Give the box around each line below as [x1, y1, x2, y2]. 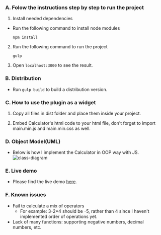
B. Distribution [5, 75, 41, 82]
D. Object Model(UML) [5, 138, 61, 145]
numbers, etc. [12, 224, 42, 230]
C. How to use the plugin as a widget [5, 99, 96, 106]
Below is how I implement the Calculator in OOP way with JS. [12, 149, 139, 155]
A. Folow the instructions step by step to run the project [5, 4, 144, 11]
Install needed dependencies [12, 16, 73, 22]
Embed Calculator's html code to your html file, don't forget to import [12, 120, 156, 126]
